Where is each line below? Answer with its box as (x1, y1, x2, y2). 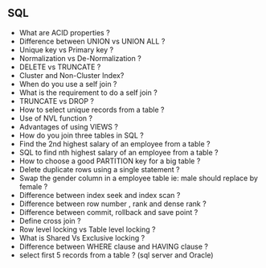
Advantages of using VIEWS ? (18, 122, 118, 131)
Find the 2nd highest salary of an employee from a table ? (18, 138, 211, 148)
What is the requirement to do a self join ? (18, 88, 158, 97)
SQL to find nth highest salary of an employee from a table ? (18, 147, 219, 157)
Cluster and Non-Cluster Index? (18, 70, 125, 80)
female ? (18, 181, 48, 192)
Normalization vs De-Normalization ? (18, 53, 141, 63)
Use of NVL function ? (18, 113, 93, 123)
